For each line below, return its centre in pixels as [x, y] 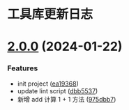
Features [23, 68]
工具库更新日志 [50, 14]
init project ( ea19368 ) [48, 84]
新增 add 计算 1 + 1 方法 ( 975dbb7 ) [67, 99]
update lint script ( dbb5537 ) [58, 91]
